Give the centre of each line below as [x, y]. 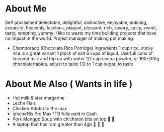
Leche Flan [24, 103]
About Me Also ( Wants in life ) [69, 84]
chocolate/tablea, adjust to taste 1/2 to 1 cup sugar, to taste [73, 64]
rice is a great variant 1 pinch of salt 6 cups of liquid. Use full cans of [82, 53]
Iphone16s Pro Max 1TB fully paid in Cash [54, 114]
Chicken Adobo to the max [40, 108]
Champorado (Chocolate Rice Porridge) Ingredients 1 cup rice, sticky [83, 48]
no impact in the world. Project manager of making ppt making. [70, 38]
